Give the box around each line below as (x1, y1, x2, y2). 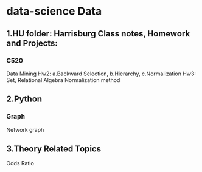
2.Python (6, 94, 43, 105)
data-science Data (6, 4, 102, 18)
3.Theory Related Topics (6, 143, 102, 154)
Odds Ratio (6, 160, 35, 167)
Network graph (6, 126, 44, 133)
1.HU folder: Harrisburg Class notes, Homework (6, 29, 190, 39)
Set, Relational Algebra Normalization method (6, 76, 120, 83)
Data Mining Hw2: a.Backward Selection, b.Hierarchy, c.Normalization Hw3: (6, 70, 197, 77)
